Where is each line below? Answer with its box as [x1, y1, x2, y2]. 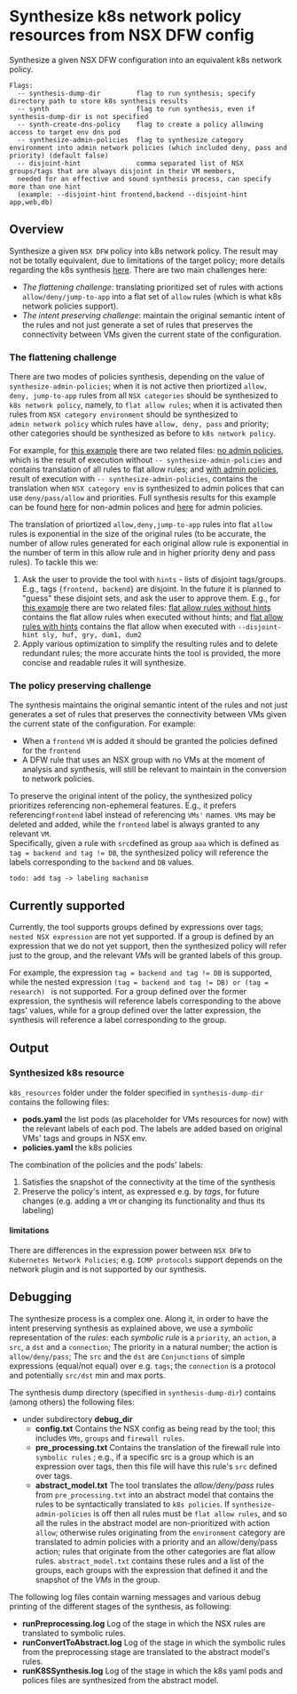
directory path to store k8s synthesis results [9, 96, 189, 106]
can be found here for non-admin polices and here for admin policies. [9, 502, 263, 513]
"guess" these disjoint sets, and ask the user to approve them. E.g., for [21, 593, 281, 603]
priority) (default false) [9, 151, 109, 160]
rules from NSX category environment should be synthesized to [9, 409, 238, 420]
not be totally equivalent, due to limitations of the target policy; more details [9, 255, 285, 266]
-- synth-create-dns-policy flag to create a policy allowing [17, 120, 264, 129]
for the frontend [21, 745, 82, 756]
